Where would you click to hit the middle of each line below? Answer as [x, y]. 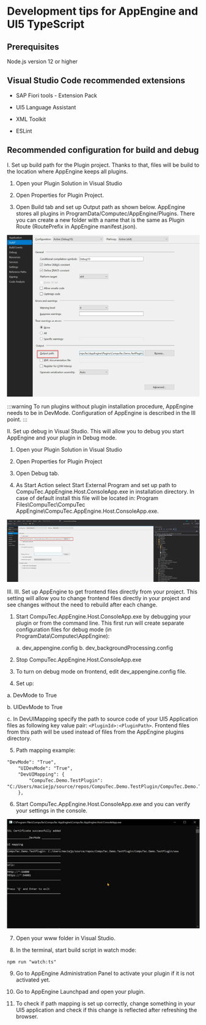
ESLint [24, 131]
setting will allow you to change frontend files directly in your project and [99, 598]
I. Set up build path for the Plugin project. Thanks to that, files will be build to [103, 165]
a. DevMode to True [32, 696]
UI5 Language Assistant [46, 107]
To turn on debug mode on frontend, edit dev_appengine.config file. [101, 672]
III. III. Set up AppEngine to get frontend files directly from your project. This [102, 592]
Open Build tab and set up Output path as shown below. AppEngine [101, 207]
